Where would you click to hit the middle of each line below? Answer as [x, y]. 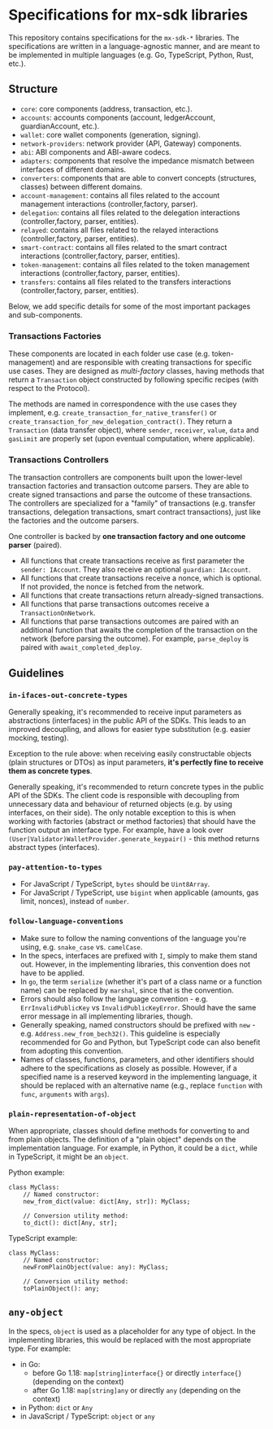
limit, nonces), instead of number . [75, 901]
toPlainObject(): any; [61, 1288]
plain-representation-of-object [72, 1114]
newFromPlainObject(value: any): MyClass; [96, 1267]
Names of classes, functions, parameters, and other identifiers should [137, 1059]
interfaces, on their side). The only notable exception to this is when [122, 813]
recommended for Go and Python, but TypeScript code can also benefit [140, 1042]
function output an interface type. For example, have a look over [116, 830]
